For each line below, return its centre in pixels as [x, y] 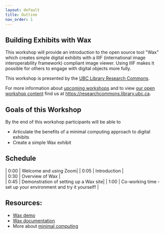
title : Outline [21, 15]
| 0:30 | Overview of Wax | [33, 176]
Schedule [21, 158]
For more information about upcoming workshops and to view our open [80, 88]
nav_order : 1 [19, 19]
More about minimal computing [45, 226]
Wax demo [24, 215]
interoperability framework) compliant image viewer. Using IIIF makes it [80, 63]
